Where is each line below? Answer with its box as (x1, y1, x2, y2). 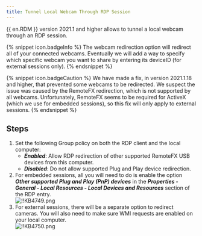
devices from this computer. (24, 159, 94, 166)
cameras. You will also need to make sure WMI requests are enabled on (14, 210, 193, 217)
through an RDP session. (6, 31, 68, 39)
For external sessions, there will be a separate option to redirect (14, 203, 174, 211)
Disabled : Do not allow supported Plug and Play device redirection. (24, 165, 191, 172)
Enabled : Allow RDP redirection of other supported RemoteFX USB (24, 152, 190, 160)
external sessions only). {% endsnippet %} (6, 63, 113, 70)
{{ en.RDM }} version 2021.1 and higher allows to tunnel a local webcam (6, 25, 184, 33)
